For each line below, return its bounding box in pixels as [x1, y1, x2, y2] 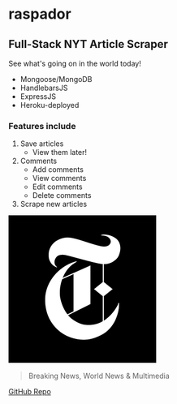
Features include [8, 120, 76, 131]
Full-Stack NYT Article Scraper [8, 37, 169, 51]
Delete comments [32, 191, 92, 200]
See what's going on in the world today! [8, 58, 142, 68]
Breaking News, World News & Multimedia [28, 371, 171, 381]
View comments [32, 174, 87, 183]
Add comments [32, 165, 84, 174]
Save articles [19, 139, 64, 148]
